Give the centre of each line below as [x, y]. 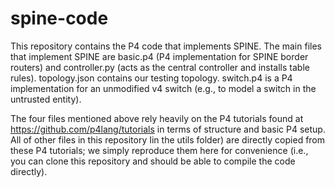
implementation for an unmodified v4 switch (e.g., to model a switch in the [163, 88]
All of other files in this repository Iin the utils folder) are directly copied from [168, 139]
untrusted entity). [46, 99]
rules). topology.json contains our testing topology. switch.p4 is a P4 [151, 78]
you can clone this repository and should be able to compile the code [153, 161]
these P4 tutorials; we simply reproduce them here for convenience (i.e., [159, 150]
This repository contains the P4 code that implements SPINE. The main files [166, 46]
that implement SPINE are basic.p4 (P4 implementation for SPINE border [159, 56]
